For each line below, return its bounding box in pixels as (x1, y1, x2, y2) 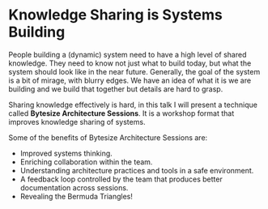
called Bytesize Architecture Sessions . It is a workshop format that (8, 108, 235, 118)
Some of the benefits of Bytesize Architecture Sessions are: (8, 132, 208, 143)
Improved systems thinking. (19, 148, 113, 158)
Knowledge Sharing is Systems (8, 6, 223, 24)
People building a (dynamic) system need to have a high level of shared (8, 49, 247, 59)
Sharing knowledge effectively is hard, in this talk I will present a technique (8, 100, 257, 109)
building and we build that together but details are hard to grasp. (8, 83, 223, 94)
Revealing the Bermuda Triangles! (19, 191, 134, 201)
